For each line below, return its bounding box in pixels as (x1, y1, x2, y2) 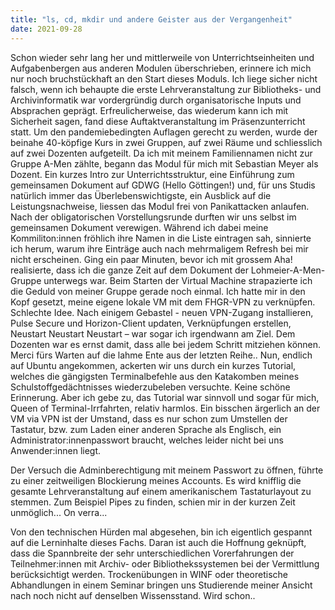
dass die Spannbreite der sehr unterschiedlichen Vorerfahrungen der (10, 547, 295, 559)
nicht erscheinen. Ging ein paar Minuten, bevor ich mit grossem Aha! (10, 253, 293, 265)
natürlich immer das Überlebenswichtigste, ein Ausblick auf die (10, 189, 272, 201)
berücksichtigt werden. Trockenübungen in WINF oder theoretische (10, 568, 288, 580)
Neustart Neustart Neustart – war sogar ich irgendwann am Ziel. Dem (10, 327, 296, 340)
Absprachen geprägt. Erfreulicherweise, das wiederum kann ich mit (10, 104, 289, 116)
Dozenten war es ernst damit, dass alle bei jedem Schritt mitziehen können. (10, 338, 322, 350)
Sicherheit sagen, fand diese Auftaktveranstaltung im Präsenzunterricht (10, 115, 306, 127)
